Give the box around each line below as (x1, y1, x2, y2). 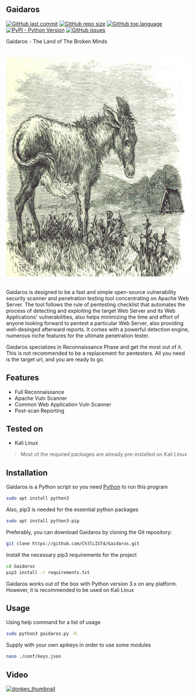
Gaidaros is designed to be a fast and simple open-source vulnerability (6, 288, 176, 295)
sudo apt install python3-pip (6, 518, 80, 524)
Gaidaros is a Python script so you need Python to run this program (6, 483, 168, 491)
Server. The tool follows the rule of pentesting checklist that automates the (6, 301, 186, 308)
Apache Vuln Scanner (14, 395, 67, 402)
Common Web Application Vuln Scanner (14, 401, 112, 408)
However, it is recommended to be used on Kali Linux (6, 586, 134, 593)
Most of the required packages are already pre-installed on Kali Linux (20, 451, 187, 458)
